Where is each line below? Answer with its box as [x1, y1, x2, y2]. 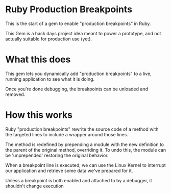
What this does [5, 54, 71, 65]
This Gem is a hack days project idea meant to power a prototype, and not [5, 30, 161, 36]
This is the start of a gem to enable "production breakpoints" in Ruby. [5, 20, 151, 27]
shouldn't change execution [5, 183, 64, 189]
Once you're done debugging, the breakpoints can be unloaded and [5, 86, 148, 92]
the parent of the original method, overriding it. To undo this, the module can [5, 147, 166, 153]
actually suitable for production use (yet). [5, 36, 92, 42]
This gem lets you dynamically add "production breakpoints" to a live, [5, 70, 152, 77]
